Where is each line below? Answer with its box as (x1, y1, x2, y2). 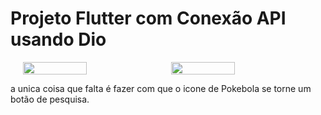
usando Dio (10, 28, 107, 51)
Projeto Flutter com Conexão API (10, 7, 287, 30)
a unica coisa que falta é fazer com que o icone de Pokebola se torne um (10, 82, 312, 94)
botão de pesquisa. (10, 93, 90, 105)
